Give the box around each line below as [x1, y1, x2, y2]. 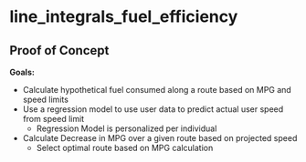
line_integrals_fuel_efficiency [9, 6, 238, 27]
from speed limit [22, 114, 85, 124]
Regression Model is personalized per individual [36, 123, 217, 134]
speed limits [22, 94, 69, 105]
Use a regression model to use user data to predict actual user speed [22, 104, 284, 115]
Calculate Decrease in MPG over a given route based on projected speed [22, 133, 298, 143]
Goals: [9, 66, 35, 77]
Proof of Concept [9, 43, 110, 58]
